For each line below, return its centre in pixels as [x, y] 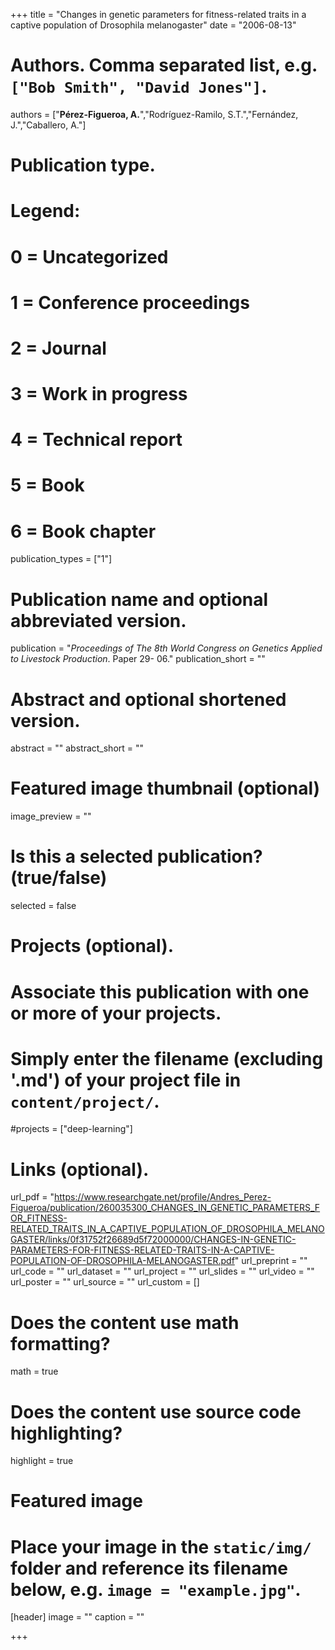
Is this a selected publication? [136, 856]
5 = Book [47, 485]
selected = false [43, 906]
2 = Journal [58, 348]
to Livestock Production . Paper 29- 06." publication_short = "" [138, 659]
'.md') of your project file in [126, 1080]
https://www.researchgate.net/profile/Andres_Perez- [163, 1197]
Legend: [45, 211]
